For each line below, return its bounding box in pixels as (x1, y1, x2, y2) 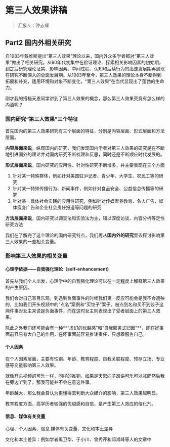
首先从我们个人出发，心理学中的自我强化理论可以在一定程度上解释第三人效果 (5, 278, 165, 284)
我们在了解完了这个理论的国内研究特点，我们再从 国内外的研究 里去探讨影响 (5, 232, 160, 238)
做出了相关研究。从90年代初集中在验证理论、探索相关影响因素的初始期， (12, 59, 163, 65)
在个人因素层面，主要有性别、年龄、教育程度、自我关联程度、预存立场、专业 (5, 356, 165, 362)
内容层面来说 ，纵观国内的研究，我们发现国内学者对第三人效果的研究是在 (5, 145, 156, 151)
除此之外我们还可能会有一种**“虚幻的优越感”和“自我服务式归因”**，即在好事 (5, 325, 164, 331)
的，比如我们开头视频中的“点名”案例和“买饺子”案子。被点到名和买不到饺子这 (5, 301, 164, 307)
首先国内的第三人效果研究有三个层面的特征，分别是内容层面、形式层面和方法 (5, 128, 165, 134)
